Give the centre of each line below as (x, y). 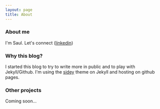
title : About (19, 14)
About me (18, 32)
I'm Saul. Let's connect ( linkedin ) (39, 42)
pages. (12, 77)
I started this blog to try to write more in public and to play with (70, 67)
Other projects (23, 90)
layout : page (19, 10)
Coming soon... (21, 101)
